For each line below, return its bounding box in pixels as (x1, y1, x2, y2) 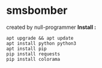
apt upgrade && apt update (6, 35, 74, 41)
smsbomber (6, 4, 68, 17)
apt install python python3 (6, 40, 77, 46)
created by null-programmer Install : (6, 23, 97, 31)
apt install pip (6, 46, 47, 52)
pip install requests (6, 51, 61, 57)
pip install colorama (6, 56, 61, 62)
